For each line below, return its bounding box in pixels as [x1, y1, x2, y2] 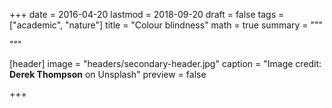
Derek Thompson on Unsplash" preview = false [9, 69, 207, 80]
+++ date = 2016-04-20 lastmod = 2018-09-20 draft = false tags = [9, 9, 285, 20]
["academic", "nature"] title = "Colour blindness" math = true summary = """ [9, 19, 324, 31]
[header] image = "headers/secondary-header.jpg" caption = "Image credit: [9, 58, 322, 69]
